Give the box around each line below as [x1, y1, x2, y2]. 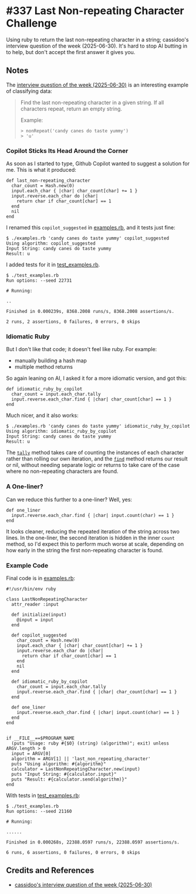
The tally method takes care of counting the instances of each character [6, 449, 184, 456]
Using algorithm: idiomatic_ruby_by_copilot [6, 428, 117, 435]
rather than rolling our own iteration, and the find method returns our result [6, 455, 188, 462]
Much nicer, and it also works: [6, 412, 79, 419]
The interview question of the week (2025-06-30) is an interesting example [6, 81, 189, 88]
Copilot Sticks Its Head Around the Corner [6, 146, 129, 155]
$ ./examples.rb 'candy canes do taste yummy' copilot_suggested [6, 235, 169, 242]
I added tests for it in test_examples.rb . [6, 261, 100, 268]
